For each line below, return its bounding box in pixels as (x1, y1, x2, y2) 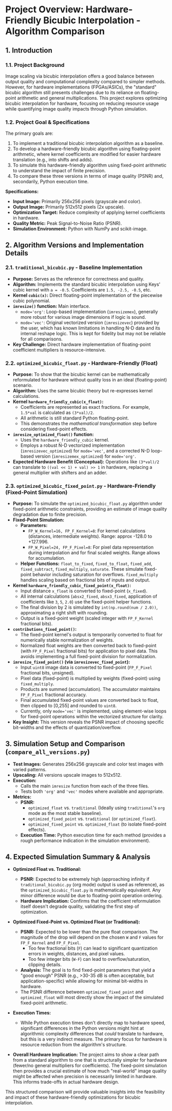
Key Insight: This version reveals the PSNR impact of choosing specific (12, 719, 164, 725)
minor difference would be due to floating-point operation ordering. (20, 893, 163, 899)
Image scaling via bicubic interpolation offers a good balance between (5, 73, 155, 79)
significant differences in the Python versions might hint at (20, 1025, 144, 1031)
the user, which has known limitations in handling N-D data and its (20, 325, 161, 331)
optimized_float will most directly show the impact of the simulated (20, 994, 164, 1000)
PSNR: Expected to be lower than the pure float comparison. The (20, 929, 158, 935)
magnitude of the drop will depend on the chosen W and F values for (20, 934, 164, 940)
